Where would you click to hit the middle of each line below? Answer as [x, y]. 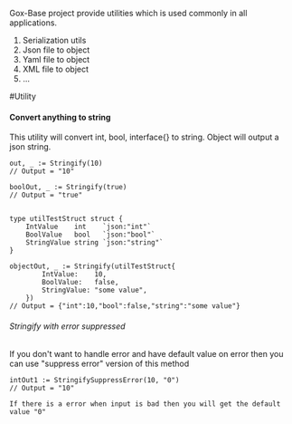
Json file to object [56, 50]
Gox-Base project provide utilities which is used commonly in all [128, 13]
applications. [33, 23]
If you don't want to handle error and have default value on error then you [146, 354]
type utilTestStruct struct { [66, 219]
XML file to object [55, 69]
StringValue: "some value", [94, 290]
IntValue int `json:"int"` [89, 227]
